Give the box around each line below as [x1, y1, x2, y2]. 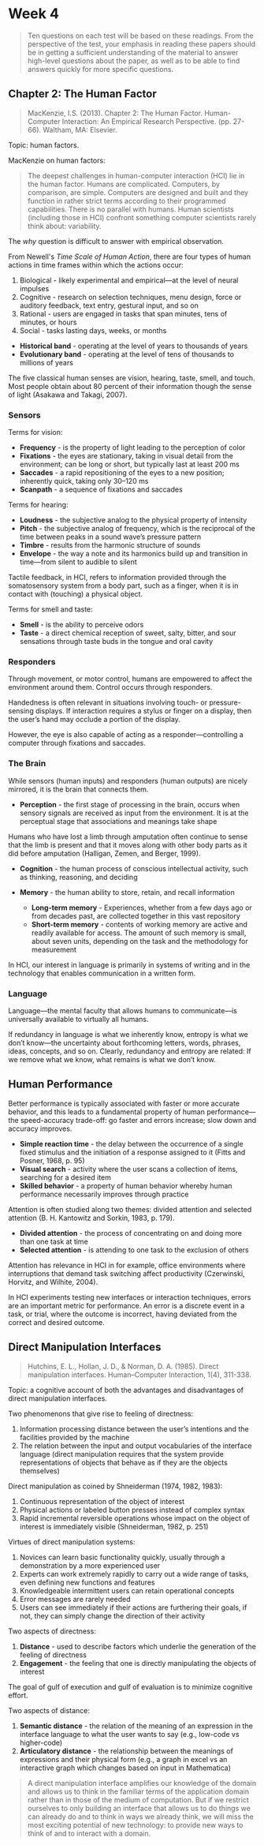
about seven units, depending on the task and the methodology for [31, 936, 248, 945]
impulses [19, 283, 50, 293]
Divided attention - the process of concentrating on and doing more [19, 1228, 243, 1237]
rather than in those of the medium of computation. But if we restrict [27, 1794, 250, 1804]
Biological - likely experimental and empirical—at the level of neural [19, 275, 239, 285]
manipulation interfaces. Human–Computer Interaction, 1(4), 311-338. [27, 1370, 252, 1379]
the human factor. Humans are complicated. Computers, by [27, 179, 221, 189]
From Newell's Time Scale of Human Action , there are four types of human [8, 252, 251, 261]
